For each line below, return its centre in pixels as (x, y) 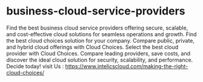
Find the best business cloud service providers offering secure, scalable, (97, 28)
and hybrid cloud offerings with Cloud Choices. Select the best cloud (92, 47)
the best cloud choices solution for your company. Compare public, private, (101, 40)
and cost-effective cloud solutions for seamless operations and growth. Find (101, 34)
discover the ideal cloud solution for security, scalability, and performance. (100, 60)
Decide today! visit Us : (35, 66)
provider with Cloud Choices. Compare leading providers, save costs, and (98, 53)
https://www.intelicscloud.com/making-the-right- (127, 66)
